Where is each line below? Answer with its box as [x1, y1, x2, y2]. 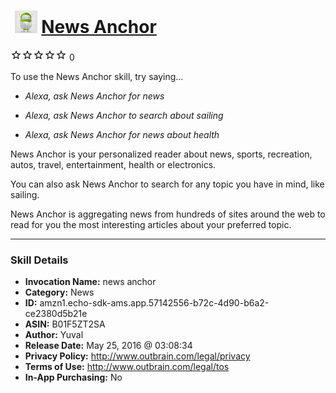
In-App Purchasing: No [24, 371, 123, 384]
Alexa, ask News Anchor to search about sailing [24, 109, 224, 121]
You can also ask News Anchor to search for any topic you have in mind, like [10, 178, 325, 190]
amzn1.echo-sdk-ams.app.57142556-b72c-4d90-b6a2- [39, 297, 270, 309]
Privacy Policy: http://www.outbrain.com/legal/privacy [24, 350, 251, 362]
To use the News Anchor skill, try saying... [10, 70, 184, 82]
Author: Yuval [24, 329, 84, 341]
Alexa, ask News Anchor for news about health [24, 128, 220, 140]
